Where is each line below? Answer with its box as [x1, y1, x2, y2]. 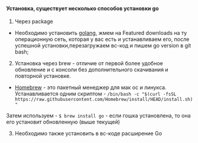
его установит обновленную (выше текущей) [6, 119, 120, 126]
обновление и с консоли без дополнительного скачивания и [14, 66, 169, 74]
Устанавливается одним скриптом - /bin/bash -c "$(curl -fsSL [14, 90, 177, 97]
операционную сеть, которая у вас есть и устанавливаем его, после [14, 36, 190, 43]
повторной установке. [14, 72, 71, 80]
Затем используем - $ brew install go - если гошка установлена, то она [6, 112, 191, 119]
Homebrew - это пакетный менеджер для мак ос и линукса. [14, 84, 167, 91]
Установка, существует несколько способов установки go [6, 5, 159, 12]
